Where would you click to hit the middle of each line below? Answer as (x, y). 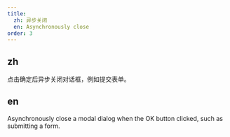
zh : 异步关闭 (31, 20)
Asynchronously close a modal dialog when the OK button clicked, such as (115, 118)
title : (17, 14)
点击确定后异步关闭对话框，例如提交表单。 (69, 79)
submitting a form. (34, 126)
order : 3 (20, 33)
